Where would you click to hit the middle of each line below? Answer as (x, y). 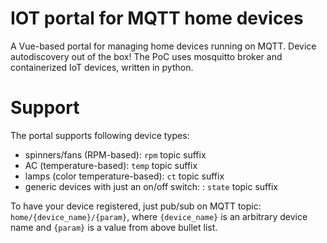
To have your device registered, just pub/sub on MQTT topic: (136, 206)
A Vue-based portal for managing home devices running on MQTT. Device (163, 46)
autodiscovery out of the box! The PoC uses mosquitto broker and (146, 56)
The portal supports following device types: (100, 135)
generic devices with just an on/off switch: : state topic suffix (151, 186)
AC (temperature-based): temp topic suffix (111, 165)
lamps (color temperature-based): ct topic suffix (124, 176)
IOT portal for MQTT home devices (157, 18)
